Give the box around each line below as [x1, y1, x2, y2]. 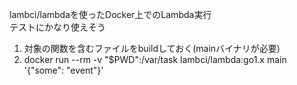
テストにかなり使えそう [9, 21, 106, 33]
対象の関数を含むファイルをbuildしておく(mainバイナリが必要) [23, 43, 281, 54]
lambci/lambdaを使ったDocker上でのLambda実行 [9, 9, 212, 20]
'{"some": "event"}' [23, 64, 104, 76]
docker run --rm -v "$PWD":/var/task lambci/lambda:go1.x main [23, 54, 287, 65]
